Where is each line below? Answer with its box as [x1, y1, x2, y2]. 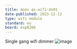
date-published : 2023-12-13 [5, 12, 62, 16]
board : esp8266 [5, 25, 36, 30]
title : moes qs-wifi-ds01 [5, 7, 58, 12]
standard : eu [5, 20, 32, 26]
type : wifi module [5, 16, 42, 21]
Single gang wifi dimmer [5, 38, 54, 44]
